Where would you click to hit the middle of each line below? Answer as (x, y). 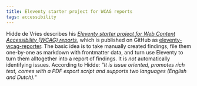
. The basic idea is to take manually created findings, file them (116, 46)
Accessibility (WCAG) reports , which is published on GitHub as (82, 40)
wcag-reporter (24, 46)
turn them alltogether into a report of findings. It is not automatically (88, 59)
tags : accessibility (31, 17)
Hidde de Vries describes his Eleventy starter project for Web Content (91, 33)
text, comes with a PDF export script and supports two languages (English (96, 71)
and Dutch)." (21, 77)
